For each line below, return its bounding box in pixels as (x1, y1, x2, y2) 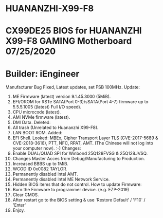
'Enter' (12, 202, 26, 208)
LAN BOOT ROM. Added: (12, 130, 63, 136)
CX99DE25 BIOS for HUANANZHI (5, 25, 142, 36)
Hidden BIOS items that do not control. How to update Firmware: (12, 182, 142, 187)
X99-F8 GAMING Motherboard (5, 36, 132, 47)
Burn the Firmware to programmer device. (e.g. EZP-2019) (12, 187, 129, 193)
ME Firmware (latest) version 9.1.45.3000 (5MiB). (12, 93, 111, 100)
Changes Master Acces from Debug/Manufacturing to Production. (12, 156, 145, 162)
